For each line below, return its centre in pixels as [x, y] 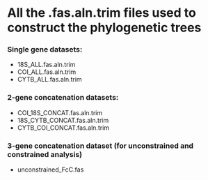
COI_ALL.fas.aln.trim [47, 72]
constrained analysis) [45, 154]
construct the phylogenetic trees [104, 28]
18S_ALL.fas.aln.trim [46, 65]
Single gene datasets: [45, 50]
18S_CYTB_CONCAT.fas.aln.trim [63, 120]
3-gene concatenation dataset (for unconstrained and [100, 146]
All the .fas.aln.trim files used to [102, 13]
